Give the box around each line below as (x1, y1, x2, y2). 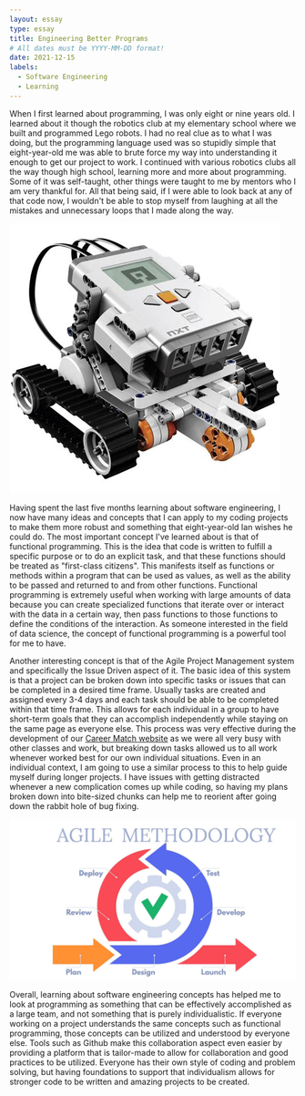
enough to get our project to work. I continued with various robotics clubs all (9, 156, 296, 168)
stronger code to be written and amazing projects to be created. (9, 1076, 250, 1088)
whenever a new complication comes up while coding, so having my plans (9, 781, 289, 792)
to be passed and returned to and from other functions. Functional (9, 579, 258, 590)
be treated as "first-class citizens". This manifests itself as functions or (9, 560, 275, 571)
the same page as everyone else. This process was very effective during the (9, 722, 297, 733)
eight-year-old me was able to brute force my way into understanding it (9, 147, 278, 158)
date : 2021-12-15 (9, 53, 76, 63)
